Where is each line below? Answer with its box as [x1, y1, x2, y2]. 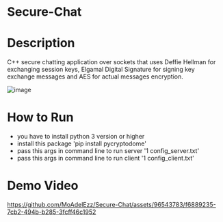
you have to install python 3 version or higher [16, 133, 145, 141]
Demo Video [7, 178, 79, 193]
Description [7, 36, 75, 51]
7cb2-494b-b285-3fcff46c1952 [7, 208, 96, 216]
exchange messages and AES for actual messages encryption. [7, 72, 183, 81]
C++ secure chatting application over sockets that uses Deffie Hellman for [7, 58, 216, 66]
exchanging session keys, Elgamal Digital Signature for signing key [7, 66, 195, 74]
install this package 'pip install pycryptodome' [16, 139, 147, 148]
